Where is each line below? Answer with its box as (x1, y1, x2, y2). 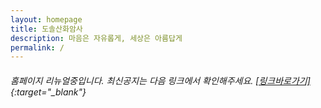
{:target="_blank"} (10, 86, 87, 98)
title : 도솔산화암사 (10, 24, 83, 34)
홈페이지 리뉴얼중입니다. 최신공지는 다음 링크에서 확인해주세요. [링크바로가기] (10, 74, 311, 86)
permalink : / (10, 42, 65, 53)
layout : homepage (10, 14, 83, 25)
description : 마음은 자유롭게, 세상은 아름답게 (10, 33, 183, 43)
